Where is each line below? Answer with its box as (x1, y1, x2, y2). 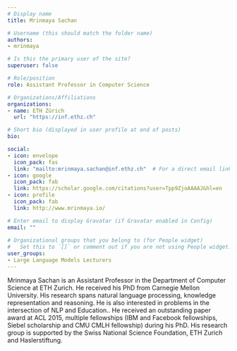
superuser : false (7, 62, 59, 69)
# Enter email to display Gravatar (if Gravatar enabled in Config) (7, 217, 213, 224)
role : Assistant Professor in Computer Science (7, 81, 150, 88)
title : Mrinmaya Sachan (7, 17, 78, 24)
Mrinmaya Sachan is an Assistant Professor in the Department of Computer (7, 276, 226, 284)
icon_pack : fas (13, 159, 59, 166)
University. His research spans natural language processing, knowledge (7, 290, 217, 300)
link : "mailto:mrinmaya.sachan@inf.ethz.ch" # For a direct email (13, 165, 217, 173)
